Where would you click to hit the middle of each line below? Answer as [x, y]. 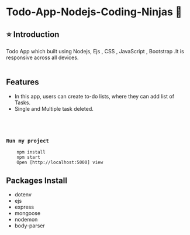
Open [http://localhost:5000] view [60, 163]
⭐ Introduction [33, 34]
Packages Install [37, 180]
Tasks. [23, 103]
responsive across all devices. [42, 57]
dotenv [23, 194]
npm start [29, 158]
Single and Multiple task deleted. [54, 108]
